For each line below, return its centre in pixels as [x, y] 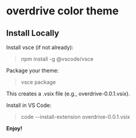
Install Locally [33, 33]
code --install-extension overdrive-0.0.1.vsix [75, 117]
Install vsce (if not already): [40, 47]
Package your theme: [32, 70]
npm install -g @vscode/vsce [57, 59]
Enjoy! [14, 128]
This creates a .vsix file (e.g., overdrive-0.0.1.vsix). [68, 93]
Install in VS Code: [29, 105]
